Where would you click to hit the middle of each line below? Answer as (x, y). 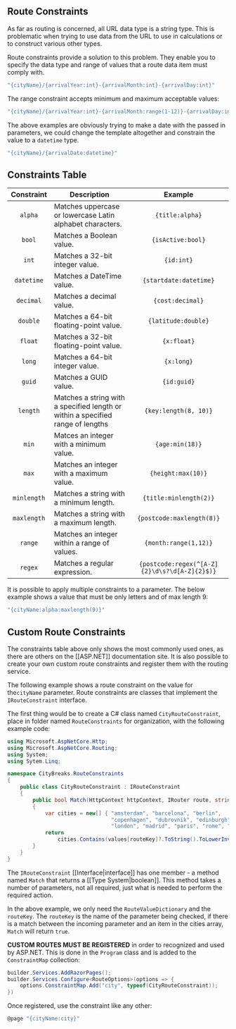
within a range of (82, 543)
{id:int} (178, 260)
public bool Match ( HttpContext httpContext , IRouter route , (122, 800)
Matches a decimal (85, 297)
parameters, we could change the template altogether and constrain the (111, 133)
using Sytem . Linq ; (34, 761)
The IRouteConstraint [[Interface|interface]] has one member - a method (113, 873)
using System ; (28, 754)
